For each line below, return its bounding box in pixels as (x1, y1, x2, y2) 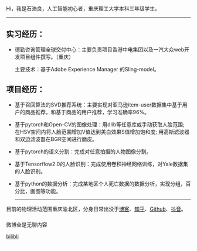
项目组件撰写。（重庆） (19, 53, 74, 60)
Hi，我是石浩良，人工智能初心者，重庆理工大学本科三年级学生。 (6, 5, 160, 12)
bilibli (6, 233, 19, 240)
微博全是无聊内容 (6, 221, 47, 228)
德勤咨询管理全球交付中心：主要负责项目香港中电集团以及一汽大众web (14, 46, 185, 53)
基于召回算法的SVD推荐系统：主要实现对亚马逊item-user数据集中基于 (14, 101, 183, 108)
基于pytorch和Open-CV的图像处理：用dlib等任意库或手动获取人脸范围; (14, 121, 185, 128)
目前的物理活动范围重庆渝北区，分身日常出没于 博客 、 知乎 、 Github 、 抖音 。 (6, 205, 186, 212)
